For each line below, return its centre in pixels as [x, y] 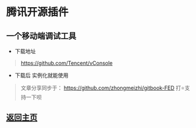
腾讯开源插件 [38, 12]
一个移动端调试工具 [41, 36]
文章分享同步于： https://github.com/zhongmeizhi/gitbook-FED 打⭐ [103, 88]
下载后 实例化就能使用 [41, 75]
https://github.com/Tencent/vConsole [67, 63]
